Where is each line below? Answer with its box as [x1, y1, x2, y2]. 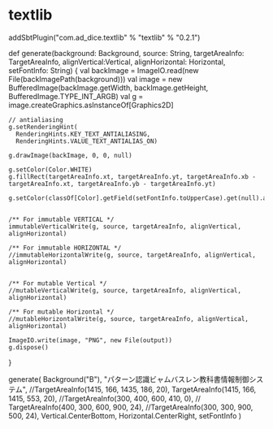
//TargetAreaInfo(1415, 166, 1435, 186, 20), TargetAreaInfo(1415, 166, [28, 384, 257, 394]
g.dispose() [8, 343, 49, 351]
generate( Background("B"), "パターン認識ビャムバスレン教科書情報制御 [8, 374, 249, 383]
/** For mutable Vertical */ [8, 279, 107, 288]
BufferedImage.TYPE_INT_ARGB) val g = [8, 91, 144, 101]
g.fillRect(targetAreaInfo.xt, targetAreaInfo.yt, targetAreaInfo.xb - [8, 172, 256, 180]
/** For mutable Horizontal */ [8, 307, 115, 316]
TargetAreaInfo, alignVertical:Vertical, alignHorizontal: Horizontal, [8, 57, 226, 67]
